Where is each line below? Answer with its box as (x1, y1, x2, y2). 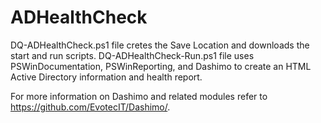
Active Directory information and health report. (10, 71, 203, 83)
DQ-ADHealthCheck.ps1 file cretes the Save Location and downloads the (10, 39, 310, 51)
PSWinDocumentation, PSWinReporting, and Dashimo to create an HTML (10, 60, 312, 72)
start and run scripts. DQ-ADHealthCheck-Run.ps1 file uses (10, 49, 255, 61)
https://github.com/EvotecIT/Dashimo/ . (10, 101, 171, 113)
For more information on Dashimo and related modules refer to (10, 90, 268, 102)
